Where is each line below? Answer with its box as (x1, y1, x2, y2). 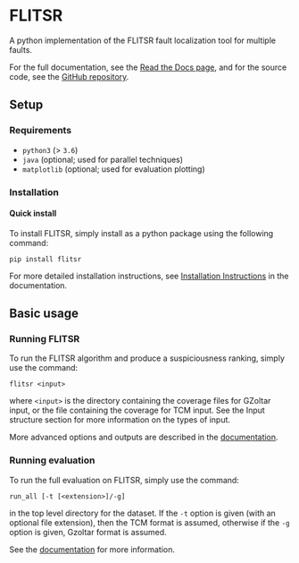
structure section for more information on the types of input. (9, 414, 230, 425)
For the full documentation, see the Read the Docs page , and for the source (9, 62, 287, 73)
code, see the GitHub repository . (9, 71, 129, 81)
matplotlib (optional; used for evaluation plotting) (21, 163, 205, 175)
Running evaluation (9, 454, 96, 466)
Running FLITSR (9, 333, 80, 345)
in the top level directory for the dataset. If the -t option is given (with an (9, 508, 277, 518)
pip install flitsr (9, 254, 82, 264)
